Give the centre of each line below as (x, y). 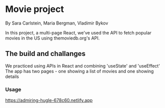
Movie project (35, 9)
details (12, 76)
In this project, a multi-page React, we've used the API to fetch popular (78, 32)
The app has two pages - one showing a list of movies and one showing (79, 71)
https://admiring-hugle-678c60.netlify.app (49, 100)
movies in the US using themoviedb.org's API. (52, 38)
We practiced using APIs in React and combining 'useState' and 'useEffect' (83, 65)
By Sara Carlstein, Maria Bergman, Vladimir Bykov (57, 23)
